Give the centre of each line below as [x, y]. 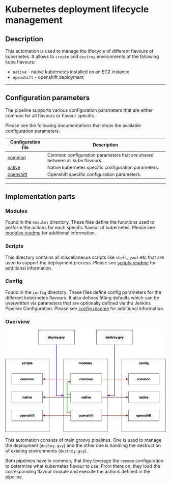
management [34, 20]
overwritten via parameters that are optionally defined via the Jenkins [78, 303]
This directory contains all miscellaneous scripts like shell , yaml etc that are [85, 257]
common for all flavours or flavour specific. [50, 115]
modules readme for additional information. [51, 233]
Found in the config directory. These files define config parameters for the [83, 292]
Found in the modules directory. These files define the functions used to [80, 222]
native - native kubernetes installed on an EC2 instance [71, 72]
